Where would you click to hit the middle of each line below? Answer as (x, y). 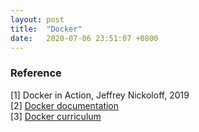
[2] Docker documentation (65, 105)
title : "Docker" (46, 29)
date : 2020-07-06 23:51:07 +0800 (84, 38)
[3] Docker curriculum (56, 116)
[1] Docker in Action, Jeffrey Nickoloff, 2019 (100, 95)
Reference (36, 73)
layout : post (37, 19)
